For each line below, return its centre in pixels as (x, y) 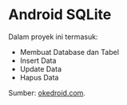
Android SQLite (60, 15)
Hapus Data (39, 77)
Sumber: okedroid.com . (47, 92)
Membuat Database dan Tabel (69, 52)
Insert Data (38, 60)
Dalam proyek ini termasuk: (53, 37)
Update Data (41, 68)
